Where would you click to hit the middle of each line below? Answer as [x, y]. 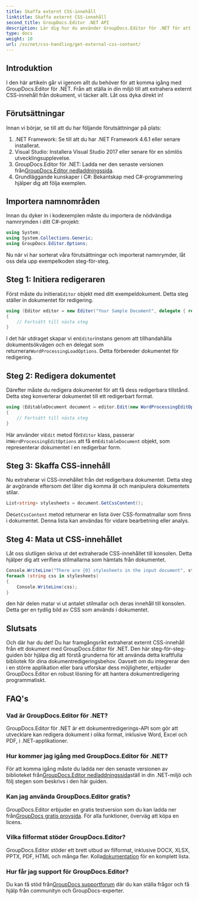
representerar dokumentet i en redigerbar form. [64, 447]
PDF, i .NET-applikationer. [37, 740]
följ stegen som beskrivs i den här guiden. [57, 782]
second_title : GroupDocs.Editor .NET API [58, 22]
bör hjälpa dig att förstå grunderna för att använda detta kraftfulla [103, 655]
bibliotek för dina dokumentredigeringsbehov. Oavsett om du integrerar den [98, 661]
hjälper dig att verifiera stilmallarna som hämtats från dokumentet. [86, 560]
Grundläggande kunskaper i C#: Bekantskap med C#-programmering [98, 177]
